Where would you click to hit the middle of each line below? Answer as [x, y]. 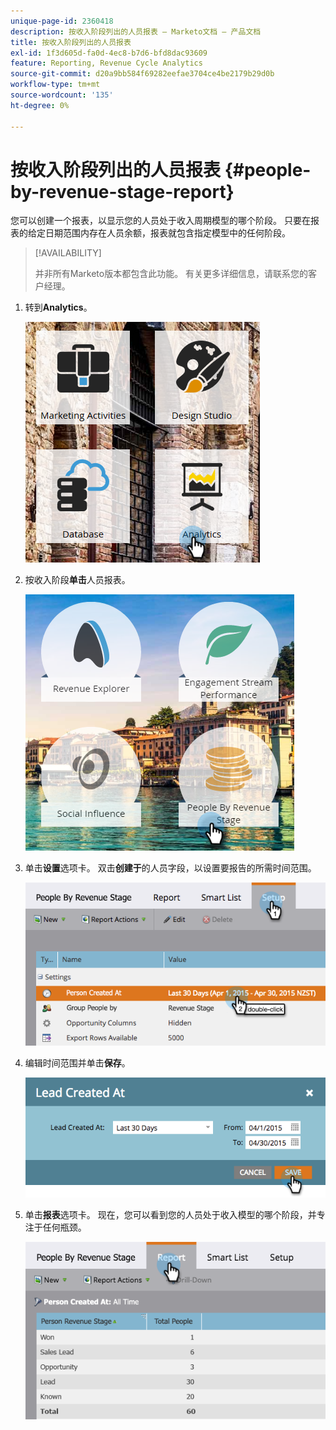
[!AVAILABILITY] [68, 253]
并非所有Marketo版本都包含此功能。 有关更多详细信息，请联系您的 [171, 274]
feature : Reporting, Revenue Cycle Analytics [106, 63]
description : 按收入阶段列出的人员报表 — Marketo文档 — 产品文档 [136, 31]
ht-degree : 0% [40, 105]
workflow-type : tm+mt [55, 85]
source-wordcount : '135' [62, 95]
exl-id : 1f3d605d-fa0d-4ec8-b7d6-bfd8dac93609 [109, 53]
